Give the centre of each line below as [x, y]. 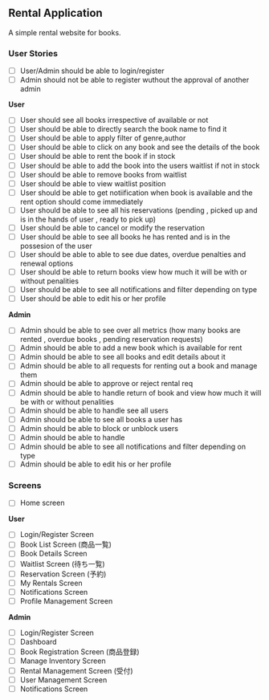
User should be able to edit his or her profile [93, 299]
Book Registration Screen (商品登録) [79, 651]
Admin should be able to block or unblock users [99, 428]
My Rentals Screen [51, 583]
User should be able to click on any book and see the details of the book [140, 147]
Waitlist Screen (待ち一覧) [63, 564]
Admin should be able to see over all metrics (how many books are [130, 330]
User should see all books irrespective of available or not [114, 120]
